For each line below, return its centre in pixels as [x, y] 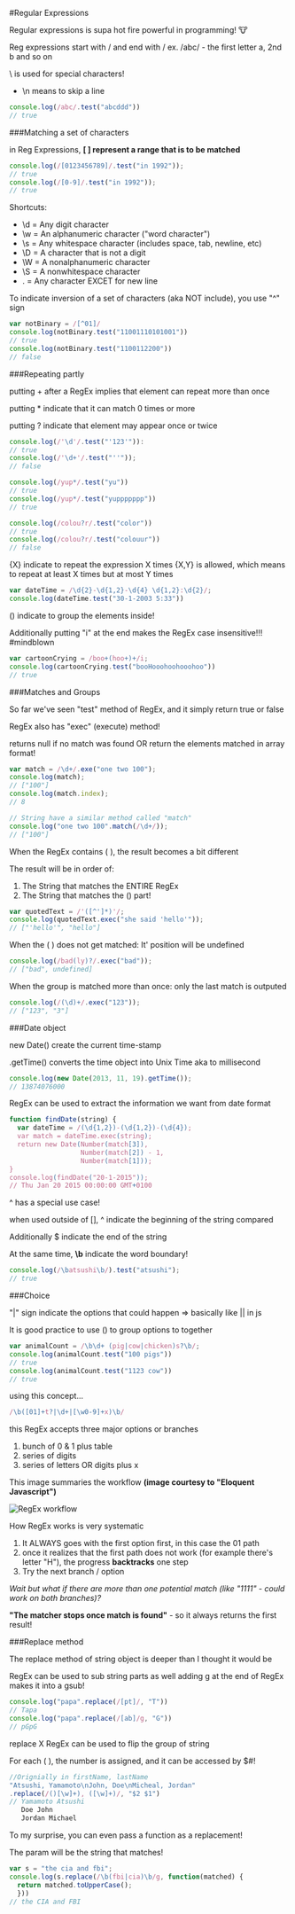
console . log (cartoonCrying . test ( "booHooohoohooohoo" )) [113, 667]
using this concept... [47, 1396]
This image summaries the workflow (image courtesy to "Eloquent [132, 1482]
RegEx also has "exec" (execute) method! [85, 726]
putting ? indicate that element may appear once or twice [113, 426]
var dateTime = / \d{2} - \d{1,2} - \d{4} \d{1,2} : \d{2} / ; [111, 590]
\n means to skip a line [63, 91]
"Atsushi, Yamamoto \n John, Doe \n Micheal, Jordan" [103, 1785]
